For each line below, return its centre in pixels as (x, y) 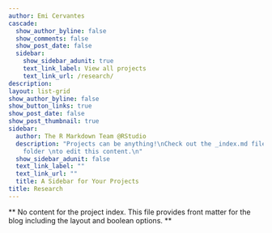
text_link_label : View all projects (85, 69)
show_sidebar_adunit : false (63, 159)
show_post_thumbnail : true (54, 121)
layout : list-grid (39, 91)
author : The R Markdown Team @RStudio (81, 136)
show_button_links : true (50, 106)
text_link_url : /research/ (68, 76)
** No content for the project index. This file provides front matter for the (130, 212)
